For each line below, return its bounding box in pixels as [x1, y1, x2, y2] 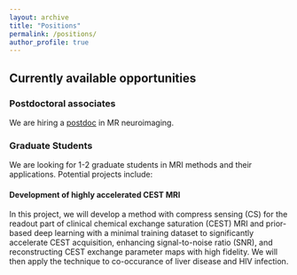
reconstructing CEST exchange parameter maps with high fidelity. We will [9, 247, 278, 257]
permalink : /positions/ [9, 29, 98, 38]
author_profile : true [9, 37, 90, 47]
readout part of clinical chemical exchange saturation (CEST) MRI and [9, 218, 264, 229]
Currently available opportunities [9, 70, 197, 85]
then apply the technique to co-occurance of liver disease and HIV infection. [9, 256, 289, 267]
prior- [265, 218, 286, 229]
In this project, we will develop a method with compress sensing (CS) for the [9, 209, 288, 220]
